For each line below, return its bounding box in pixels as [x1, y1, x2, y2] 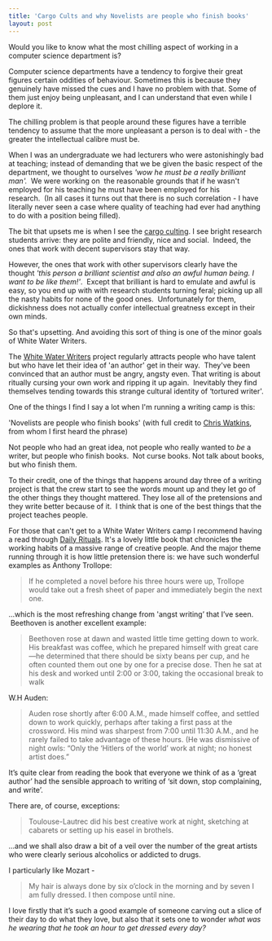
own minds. [8, 311, 47, 321]
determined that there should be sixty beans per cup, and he [46, 651, 250, 661]
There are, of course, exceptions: [8, 800, 121, 811]
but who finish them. [8, 460, 77, 469]
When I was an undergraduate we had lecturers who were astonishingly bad [8, 150, 264, 160]
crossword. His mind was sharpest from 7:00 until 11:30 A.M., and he [28, 726, 259, 736]
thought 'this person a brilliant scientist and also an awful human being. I [8, 268, 255, 278]
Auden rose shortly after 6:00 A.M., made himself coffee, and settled [28, 708, 260, 718]
